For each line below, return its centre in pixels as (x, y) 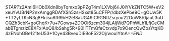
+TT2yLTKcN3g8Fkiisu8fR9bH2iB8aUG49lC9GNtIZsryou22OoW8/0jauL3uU (84, 18)
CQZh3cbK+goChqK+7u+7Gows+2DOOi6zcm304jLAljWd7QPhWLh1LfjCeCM (85, 23)
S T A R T (12, 7)
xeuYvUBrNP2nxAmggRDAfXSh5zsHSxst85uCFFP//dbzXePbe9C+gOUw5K (84, 12)
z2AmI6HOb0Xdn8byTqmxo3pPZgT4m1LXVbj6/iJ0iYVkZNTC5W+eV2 (92, 7)
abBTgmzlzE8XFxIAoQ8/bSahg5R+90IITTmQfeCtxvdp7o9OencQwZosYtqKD (84, 28)
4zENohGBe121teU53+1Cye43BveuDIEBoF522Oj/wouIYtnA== (69, 33)
